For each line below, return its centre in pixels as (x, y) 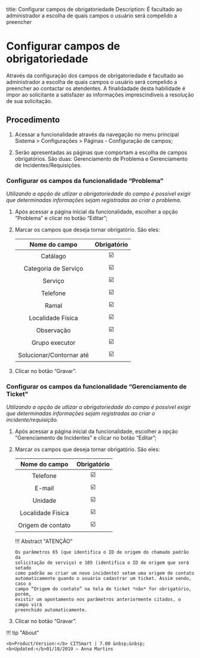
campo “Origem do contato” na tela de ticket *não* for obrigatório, (103, 589)
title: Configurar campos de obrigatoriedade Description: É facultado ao (94, 9)
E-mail (44, 488)
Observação (53, 330)
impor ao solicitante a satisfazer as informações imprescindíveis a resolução (100, 94)
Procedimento (33, 120)
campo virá (28, 605)
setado (23, 568)
